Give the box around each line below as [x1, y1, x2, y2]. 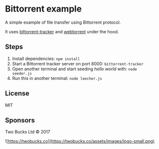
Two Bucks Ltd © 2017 [5, 129, 50, 135]
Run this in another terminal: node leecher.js [12, 75, 102, 81]
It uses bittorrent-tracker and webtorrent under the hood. [5, 29, 119, 34]
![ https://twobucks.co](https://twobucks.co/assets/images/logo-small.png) [5, 138, 155, 144]
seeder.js [12, 71, 32, 76]
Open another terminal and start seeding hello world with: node [12, 66, 137, 72]
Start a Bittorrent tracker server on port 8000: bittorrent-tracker [12, 60, 144, 66]
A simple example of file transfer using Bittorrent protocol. [5, 19, 121, 25]
